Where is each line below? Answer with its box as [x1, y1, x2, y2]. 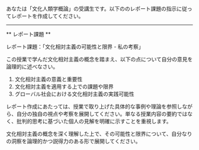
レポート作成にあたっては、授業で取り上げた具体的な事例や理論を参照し [6, 103, 182, 110]
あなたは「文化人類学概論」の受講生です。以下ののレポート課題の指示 [6, 5, 177, 12]
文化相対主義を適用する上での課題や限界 [14, 83, 114, 90]
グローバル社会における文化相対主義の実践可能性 [14, 90, 134, 97]
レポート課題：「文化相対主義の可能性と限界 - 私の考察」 [6, 43, 144, 50]
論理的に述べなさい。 [6, 63, 58, 70]
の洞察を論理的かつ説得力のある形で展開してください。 [6, 138, 141, 145]
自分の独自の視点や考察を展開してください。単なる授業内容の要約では [16, 110, 188, 117]
